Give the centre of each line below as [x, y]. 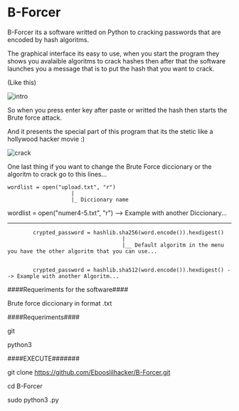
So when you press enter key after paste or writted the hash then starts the [117, 110]
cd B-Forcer [25, 386]
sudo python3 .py [33, 400]
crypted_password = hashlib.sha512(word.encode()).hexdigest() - [132, 270]
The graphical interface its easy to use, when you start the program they [113, 53]
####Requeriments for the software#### [68, 289]
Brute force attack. [35, 118]
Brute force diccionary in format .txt [60, 303]
